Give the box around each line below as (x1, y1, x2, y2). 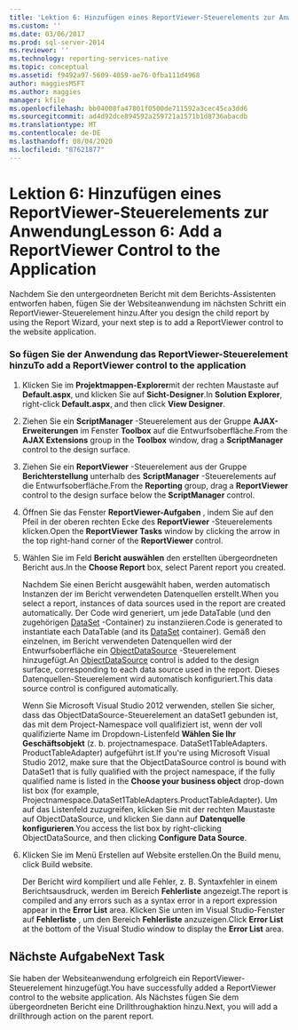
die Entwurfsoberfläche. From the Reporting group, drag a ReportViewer (21, 480, 288, 491)
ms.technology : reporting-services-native (9, 54, 169, 63)
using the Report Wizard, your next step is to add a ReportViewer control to (9, 316, 284, 327)
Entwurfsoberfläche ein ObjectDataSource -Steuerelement (21, 645, 237, 656)
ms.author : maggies (9, 87, 82, 96)
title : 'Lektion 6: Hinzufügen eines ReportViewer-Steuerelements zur (9, 12, 276, 22)
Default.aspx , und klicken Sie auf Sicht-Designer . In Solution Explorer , (21, 388, 282, 400)
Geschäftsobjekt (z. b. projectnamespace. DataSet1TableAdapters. (21, 738, 268, 748)
